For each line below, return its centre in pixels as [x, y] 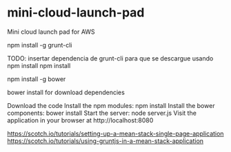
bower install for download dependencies [66, 92]
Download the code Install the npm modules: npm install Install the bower [111, 105]
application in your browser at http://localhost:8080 [80, 120]
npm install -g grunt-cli [40, 45]
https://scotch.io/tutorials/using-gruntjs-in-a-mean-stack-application [106, 141]
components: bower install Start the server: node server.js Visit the [102, 113]
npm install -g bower [37, 79]
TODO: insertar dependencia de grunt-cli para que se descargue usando [110, 58]
